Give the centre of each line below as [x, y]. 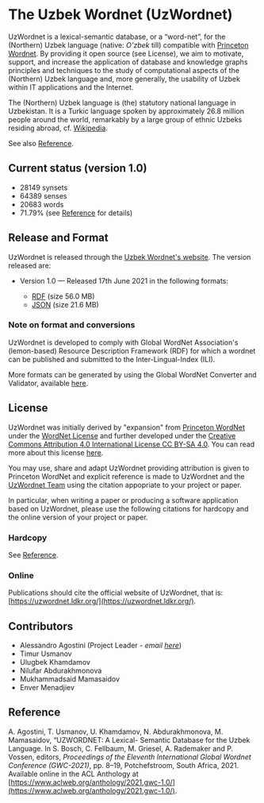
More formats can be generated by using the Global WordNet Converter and [132, 374]
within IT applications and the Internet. [71, 87]
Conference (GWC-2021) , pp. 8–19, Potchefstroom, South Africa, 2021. [124, 765]
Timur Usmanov [46, 654]
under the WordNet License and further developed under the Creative [122, 435]
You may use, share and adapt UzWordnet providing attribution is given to [129, 468]
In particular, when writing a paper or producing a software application [123, 500]
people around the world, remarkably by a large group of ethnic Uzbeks [125, 119]
